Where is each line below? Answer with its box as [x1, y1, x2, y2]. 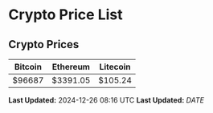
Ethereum [51, 62, 91, 72]
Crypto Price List [8, 6, 123, 24]
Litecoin [99, 62, 131, 72]
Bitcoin [14, 62, 43, 72]
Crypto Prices [8, 38, 80, 51]
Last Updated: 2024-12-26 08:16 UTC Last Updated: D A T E [8, 95, 205, 105]
